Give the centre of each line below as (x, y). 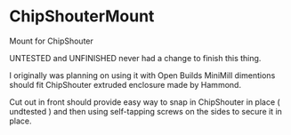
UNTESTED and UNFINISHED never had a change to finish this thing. (135, 58)
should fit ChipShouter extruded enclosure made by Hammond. (125, 84)
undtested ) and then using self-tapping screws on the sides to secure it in (146, 111)
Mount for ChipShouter (51, 41)
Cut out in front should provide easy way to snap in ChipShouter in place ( (145, 102)
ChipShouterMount (82, 16)
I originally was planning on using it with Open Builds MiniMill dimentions (142, 75)
